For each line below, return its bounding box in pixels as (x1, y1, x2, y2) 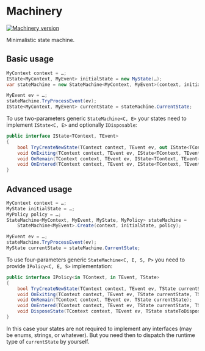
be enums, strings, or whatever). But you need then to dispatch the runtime (6, 331, 195, 339)
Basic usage (6, 54, 54, 65)
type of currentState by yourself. (6, 338, 90, 345)
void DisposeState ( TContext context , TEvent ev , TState (17, 308, 163, 314)
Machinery (6, 4, 63, 18)
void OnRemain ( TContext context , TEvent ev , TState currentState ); (17, 297, 192, 303)
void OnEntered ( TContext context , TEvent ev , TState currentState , (17, 303, 192, 309)
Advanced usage (6, 184, 73, 194)
